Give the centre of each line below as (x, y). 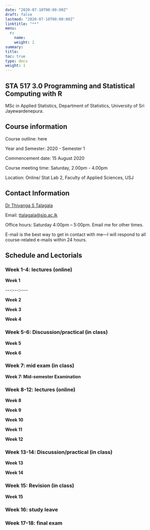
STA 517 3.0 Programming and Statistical (70, 86)
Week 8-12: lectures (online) (40, 389)
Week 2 (13, 300)
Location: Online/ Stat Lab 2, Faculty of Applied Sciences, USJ (69, 177)
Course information (36, 127)
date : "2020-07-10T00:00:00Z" (37, 10)
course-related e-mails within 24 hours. (46, 239)
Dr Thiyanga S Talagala (29, 205)
